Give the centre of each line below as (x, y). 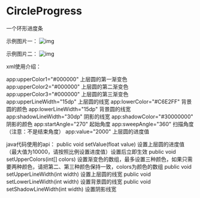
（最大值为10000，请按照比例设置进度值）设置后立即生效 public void (91, 151)
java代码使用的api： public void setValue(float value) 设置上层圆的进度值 (96, 144)
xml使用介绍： (24, 66)
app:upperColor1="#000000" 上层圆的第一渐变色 (67, 79)
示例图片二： (22, 54)
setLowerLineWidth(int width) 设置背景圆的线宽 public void (78, 181)
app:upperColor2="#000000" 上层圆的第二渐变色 (67, 86)
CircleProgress (44, 11)
